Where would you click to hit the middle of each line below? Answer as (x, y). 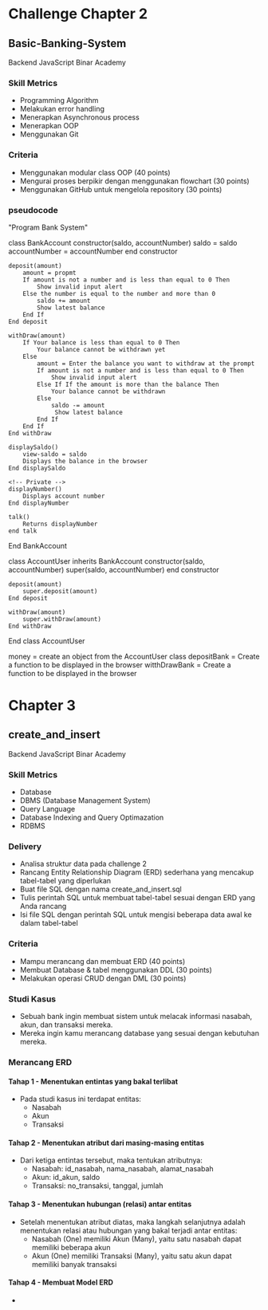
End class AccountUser (47, 641)
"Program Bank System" (48, 227)
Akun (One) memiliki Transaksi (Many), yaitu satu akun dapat (132, 1256)
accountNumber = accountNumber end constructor (93, 251)
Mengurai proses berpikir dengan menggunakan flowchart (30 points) (134, 181)
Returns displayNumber (60, 524)
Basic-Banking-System (67, 43)
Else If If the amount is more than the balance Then (128, 384)
